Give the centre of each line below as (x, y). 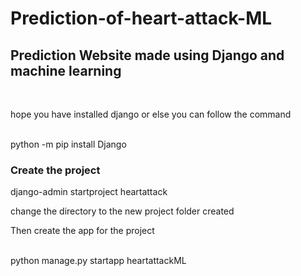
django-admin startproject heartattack (89, 192)
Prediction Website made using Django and (147, 55)
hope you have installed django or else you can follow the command (151, 114)
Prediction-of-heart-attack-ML (141, 18)
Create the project (55, 170)
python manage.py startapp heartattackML (98, 261)
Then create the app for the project (82, 231)
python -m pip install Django (68, 144)
